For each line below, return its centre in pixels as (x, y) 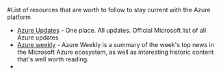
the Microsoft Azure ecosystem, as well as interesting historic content (115, 52)
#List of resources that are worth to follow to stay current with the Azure (109, 10)
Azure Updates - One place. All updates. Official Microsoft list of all (112, 30)
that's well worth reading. (53, 59)
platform (19, 17)
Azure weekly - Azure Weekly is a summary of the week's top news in (115, 45)
